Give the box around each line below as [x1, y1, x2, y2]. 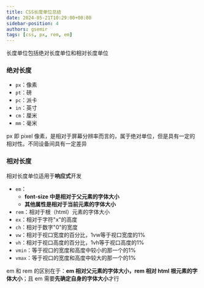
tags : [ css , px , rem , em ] [6, 32, 72, 38]
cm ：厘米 [15, 112, 38, 119]
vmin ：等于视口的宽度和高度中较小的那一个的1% [15, 246, 136, 254]
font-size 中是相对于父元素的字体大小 [24, 192, 119, 200]
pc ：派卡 [15, 96, 38, 104]
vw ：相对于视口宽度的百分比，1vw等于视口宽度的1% [15, 231, 146, 238]
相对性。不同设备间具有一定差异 [6, 140, 87, 148]
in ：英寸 [15, 104, 38, 112]
